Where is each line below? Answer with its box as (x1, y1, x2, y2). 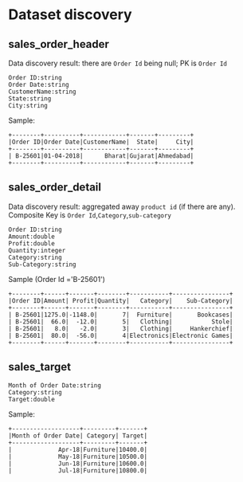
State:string (8, 95, 52, 103)
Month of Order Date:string (8, 381, 102, 390)
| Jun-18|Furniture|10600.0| (8, 460, 148, 468)
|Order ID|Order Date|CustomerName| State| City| (8, 138, 194, 146)
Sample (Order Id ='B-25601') (8, 274, 106, 284)
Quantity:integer (8, 246, 66, 254)
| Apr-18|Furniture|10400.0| (8, 445, 148, 453)
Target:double (8, 395, 56, 403)
